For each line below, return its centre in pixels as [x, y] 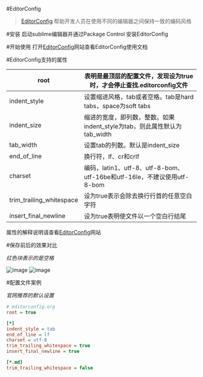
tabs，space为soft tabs [117, 106]
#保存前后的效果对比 [32, 245]
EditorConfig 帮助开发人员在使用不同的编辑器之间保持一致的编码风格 [106, 21]
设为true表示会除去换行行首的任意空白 [138, 196]
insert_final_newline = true [43, 352]
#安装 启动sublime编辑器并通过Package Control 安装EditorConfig [87, 34]
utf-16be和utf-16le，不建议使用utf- [136, 177]
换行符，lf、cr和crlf [111, 156]
